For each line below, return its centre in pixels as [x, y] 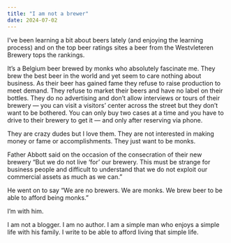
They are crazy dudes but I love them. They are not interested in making [111, 134]
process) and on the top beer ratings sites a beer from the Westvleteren [111, 47]
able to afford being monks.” [48, 197]
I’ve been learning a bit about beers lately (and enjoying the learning [105, 40]
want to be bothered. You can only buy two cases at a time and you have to [116, 113]
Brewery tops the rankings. [46, 55]
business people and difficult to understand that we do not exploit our [107, 169]
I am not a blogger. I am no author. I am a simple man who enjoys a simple [113, 224]
